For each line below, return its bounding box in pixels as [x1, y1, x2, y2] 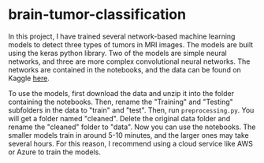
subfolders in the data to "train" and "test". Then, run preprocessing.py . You [8, 105, 255, 115]
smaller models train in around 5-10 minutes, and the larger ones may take [8, 130, 250, 139]
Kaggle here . [8, 73, 50, 83]
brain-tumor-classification [8, 6, 187, 24]
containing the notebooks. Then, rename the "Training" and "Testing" [8, 97, 234, 106]
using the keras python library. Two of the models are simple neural [8, 48, 227, 57]
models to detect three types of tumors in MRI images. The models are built [8, 39, 254, 49]
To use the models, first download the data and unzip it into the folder [8, 88, 235, 98]
